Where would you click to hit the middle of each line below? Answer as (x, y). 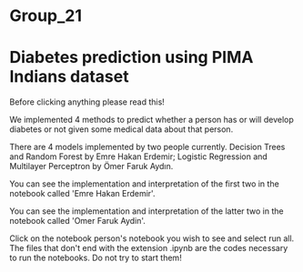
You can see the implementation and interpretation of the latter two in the (146, 211)
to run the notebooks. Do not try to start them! (96, 258)
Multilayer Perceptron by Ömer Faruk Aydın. (91, 166)
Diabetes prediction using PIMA (131, 58)
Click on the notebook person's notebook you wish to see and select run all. (152, 238)
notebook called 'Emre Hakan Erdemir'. (82, 194)
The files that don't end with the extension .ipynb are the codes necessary (149, 248)
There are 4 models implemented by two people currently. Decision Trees (147, 147)
